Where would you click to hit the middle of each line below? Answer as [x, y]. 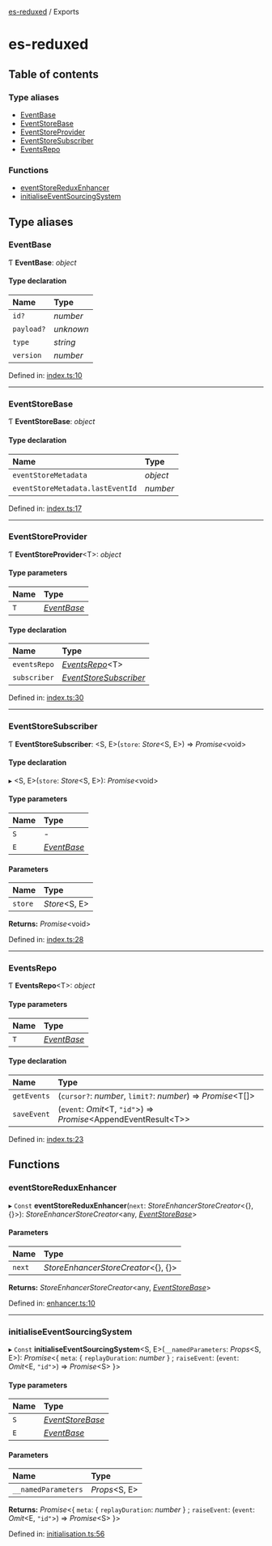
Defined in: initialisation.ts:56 [57, 1534]
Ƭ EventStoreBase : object [52, 422]
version [27, 356]
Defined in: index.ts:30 [46, 698]
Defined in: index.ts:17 [45, 508]
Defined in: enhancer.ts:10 [52, 1303]
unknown [71, 329]
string [65, 342]
